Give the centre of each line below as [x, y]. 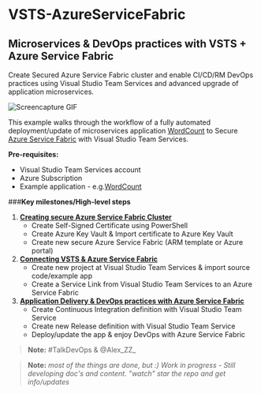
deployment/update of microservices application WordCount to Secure [123, 131]
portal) [42, 251]
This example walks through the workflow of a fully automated [110, 122]
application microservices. [51, 92]
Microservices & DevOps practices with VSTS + [127, 44]
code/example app [62, 276]
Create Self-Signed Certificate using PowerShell [109, 225]
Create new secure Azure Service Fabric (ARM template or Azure [137, 242]
